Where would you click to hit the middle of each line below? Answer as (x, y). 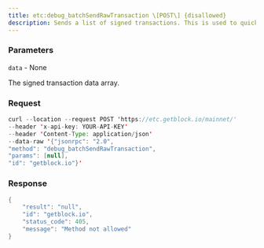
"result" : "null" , (52, 207)
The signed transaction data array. (64, 83)
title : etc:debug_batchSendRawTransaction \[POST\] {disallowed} (117, 15)
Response (27, 183)
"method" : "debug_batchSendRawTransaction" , (82, 149)
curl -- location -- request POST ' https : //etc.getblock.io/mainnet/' (123, 120)
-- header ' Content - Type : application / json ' (81, 134)
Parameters (31, 50)
